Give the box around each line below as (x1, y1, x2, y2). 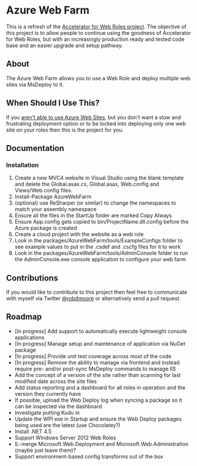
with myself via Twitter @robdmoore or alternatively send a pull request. (6, 295, 181, 302)
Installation (6, 160, 39, 169)
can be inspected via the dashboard (14, 402, 102, 410)
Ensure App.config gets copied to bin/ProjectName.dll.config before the (14, 218, 189, 225)
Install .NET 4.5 (14, 428, 52, 435)
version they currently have (14, 390, 81, 397)
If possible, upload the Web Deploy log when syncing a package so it (14, 396, 182, 403)
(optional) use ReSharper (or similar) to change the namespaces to (14, 199, 176, 206)
